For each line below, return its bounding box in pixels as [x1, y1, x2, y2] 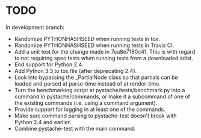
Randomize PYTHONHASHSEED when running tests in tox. [14, 35, 160, 42]
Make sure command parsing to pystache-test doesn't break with [14, 112, 177, 119]
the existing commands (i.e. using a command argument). [14, 99, 158, 106]
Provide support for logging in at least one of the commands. [14, 105, 166, 113]
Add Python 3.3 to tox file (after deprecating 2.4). [14, 67, 137, 74]
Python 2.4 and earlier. [14, 118, 72, 125]
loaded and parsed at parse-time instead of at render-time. [14, 80, 161, 87]
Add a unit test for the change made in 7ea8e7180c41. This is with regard [14, 48, 196, 55]
